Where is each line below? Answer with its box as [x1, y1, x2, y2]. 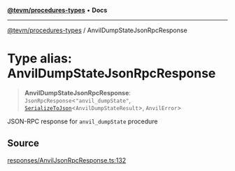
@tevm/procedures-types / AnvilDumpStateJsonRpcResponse [7, 26, 187, 34]
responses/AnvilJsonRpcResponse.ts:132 [7, 156, 127, 164]
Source [7, 137, 40, 149]
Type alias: [7, 50, 72, 67]
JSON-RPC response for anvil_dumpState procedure [7, 117, 159, 125]
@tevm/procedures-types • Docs [7, 6, 108, 14]
